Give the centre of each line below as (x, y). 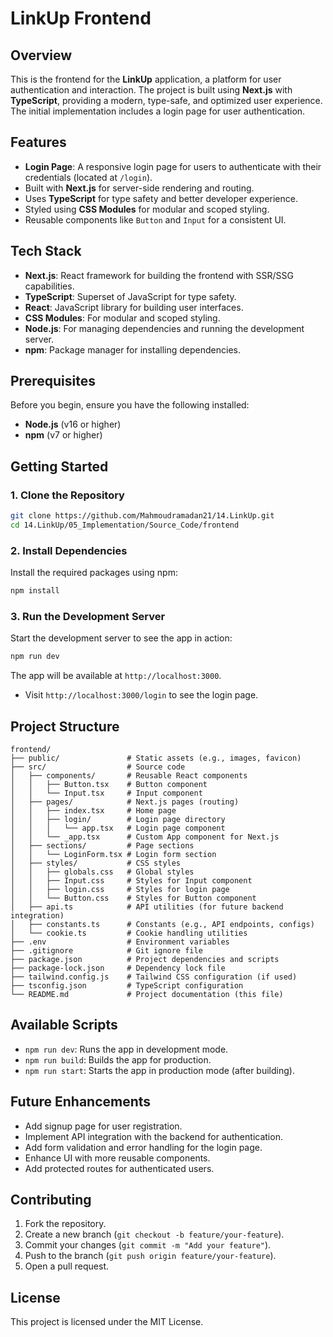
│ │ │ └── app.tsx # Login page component (118, 828)
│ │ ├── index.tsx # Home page (93, 811)
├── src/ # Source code (98, 767)
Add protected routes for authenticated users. (119, 1168)
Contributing (51, 1200)
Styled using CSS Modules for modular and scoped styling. (147, 209)
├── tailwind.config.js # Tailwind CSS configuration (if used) (154, 977)
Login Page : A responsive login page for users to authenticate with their (173, 166)
